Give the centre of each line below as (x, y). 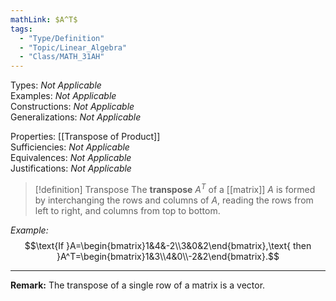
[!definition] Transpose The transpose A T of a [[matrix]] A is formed (175, 188)
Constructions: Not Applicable (72, 107)
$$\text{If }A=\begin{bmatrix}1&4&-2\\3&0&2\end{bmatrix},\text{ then (168, 245)
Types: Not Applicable (56, 85)
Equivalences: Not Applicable (71, 158)
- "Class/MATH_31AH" (62, 57)
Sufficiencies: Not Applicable (70, 147)
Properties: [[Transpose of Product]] (85, 137)
